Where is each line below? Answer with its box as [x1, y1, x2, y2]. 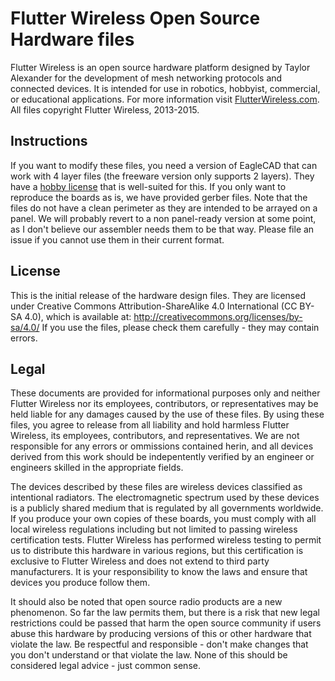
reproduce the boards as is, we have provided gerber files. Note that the [10, 191, 308, 203]
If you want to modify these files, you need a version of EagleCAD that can [10, 159, 318, 171]
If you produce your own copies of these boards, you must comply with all [10, 513, 317, 525]
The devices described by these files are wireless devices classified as [10, 481, 303, 493]
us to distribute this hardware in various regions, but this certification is [10, 545, 304, 557]
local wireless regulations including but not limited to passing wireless [10, 523, 298, 536]
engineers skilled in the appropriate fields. [10, 462, 184, 474]
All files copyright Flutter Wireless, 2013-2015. [10, 103, 200, 116]
